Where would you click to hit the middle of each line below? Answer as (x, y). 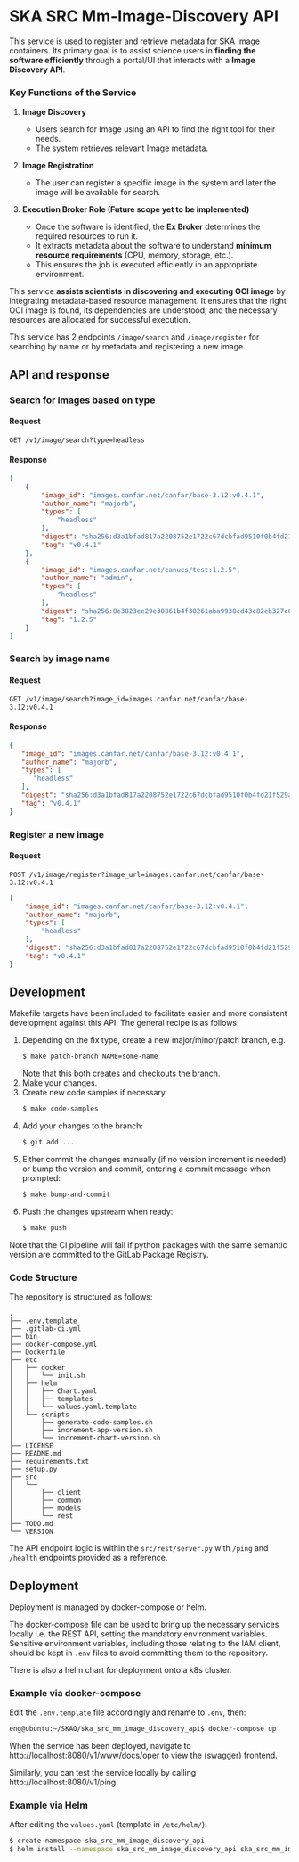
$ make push (44, 1227)
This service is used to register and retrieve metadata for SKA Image (135, 41)
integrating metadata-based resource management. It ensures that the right (148, 301)
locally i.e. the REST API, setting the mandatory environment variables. (138, 1634)
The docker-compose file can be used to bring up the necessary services (144, 1624)
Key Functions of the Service (73, 93)
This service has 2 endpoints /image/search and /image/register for (134, 337)
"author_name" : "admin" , (87, 578)
